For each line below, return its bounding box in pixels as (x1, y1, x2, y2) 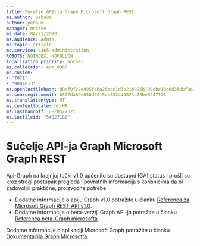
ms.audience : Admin (6, 36, 55, 42)
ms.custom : (6, 70, 33, 76)
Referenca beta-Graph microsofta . (14, 215, 99, 222)
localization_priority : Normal (6, 58, 84, 64)
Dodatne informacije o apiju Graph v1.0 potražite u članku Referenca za (14, 196, 190, 203)
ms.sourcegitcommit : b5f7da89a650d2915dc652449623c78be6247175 (6, 92, 167, 98)
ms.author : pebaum (6, 14, 52, 20)
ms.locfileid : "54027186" (6, 114, 70, 120)
